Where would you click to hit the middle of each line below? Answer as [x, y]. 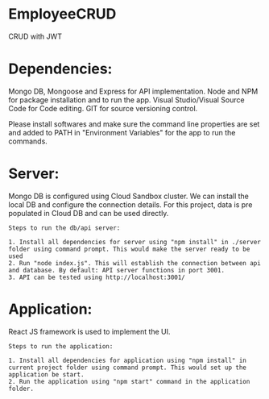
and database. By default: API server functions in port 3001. [117, 270]
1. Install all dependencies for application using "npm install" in [128, 360]
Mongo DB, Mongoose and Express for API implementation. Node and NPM [133, 91]
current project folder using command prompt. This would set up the [128, 368]
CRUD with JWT [35, 36]
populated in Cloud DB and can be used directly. [89, 213]
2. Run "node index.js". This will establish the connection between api [135, 263]
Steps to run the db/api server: [64, 228]
